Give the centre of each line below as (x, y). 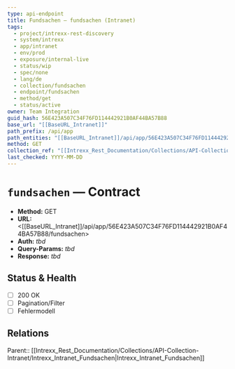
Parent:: (19, 350)
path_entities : (29, 137)
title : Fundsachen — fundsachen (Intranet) (72, 20)
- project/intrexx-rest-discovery (64, 33)
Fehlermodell (36, 311)
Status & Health (42, 278)
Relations (28, 334)
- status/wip (33, 66)
